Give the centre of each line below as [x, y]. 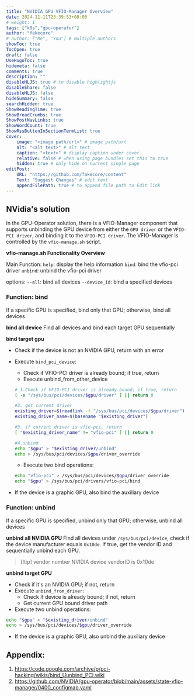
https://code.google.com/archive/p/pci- [62, 669]
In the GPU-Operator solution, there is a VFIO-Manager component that [92, 223]
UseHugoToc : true [27, 60]
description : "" [26, 77]
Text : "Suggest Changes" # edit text [62, 180]
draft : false [22, 55]
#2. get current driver [43, 406]
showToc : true [23, 44]
